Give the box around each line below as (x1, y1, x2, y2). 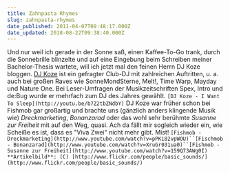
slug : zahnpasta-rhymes (7, 16, 76, 23)
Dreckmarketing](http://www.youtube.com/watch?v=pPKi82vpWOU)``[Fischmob (7, 135, 224, 143)
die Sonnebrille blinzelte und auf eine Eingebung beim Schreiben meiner (7, 56, 212, 64)
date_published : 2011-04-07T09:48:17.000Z (7, 23, 131, 30)
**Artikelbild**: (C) (7, 154, 70, 161)
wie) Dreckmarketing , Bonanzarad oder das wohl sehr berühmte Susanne (7, 114, 217, 122)
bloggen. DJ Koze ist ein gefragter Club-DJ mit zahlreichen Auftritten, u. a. (7, 70, 219, 78)
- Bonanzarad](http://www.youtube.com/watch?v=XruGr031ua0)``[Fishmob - (7, 141, 220, 148)
